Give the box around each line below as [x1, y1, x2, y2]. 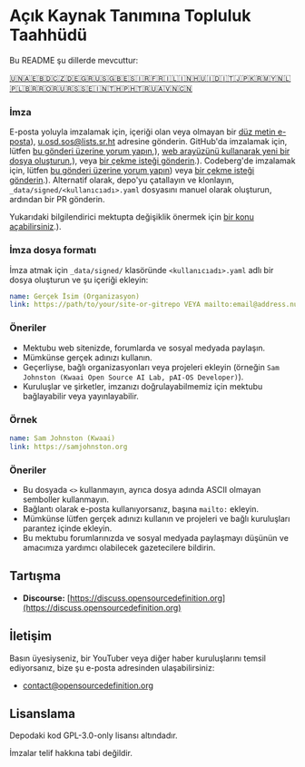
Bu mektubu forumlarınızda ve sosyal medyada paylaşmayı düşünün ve [22, 532, 289, 543]
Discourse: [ [22, 592, 71, 604]
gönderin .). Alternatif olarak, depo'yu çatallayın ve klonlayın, [9, 174, 234, 186]
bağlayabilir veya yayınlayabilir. [22, 390, 139, 401]
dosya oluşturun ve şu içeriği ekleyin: [9, 274, 149, 285]
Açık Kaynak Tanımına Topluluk [9, 5, 251, 26]
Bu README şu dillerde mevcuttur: [9, 54, 139, 65]
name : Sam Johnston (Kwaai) [9, 433, 116, 443]
